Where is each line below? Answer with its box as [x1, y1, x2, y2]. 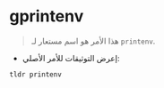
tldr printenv [9, 69, 63, 79]
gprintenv [9, 6, 84, 27]
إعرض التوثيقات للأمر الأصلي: [22, 52, 120, 63]
